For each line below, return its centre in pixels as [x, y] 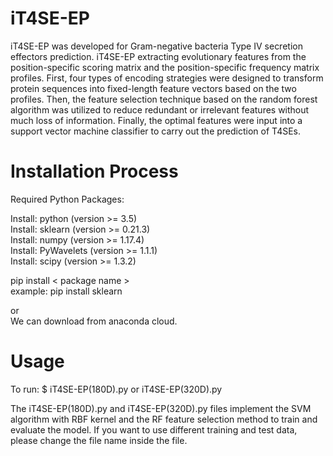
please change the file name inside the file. [99, 440]
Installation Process [94, 171]
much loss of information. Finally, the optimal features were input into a [156, 120]
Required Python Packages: [67, 199]
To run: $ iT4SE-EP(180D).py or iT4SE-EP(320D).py [116, 389]
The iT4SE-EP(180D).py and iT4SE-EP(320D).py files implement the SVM [161, 408]
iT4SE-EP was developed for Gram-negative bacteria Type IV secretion [156, 46]
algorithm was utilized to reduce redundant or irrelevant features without [160, 109]
